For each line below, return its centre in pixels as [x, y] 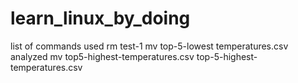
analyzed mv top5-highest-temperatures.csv [102, 56]
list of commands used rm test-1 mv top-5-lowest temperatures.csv [149, 46]
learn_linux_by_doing [100, 18]
